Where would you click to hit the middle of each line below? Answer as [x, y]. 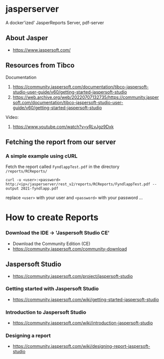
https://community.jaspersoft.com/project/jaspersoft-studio [73, 276]
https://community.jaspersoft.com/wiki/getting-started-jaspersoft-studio [86, 299]
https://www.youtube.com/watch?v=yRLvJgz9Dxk [63, 127]
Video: [12, 117]
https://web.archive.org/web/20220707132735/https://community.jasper [86, 97]
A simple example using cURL [42, 156]
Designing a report [28, 336]
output [12, 189]
